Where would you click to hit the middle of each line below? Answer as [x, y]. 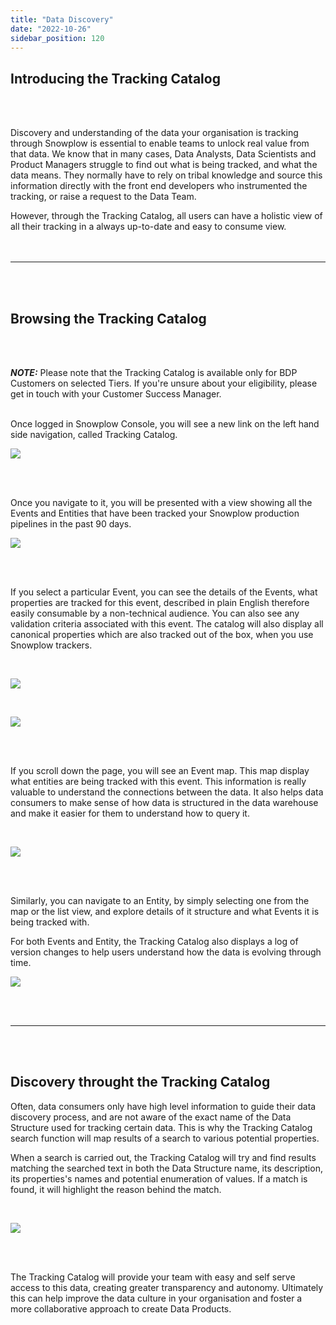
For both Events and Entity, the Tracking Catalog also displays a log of [154, 941]
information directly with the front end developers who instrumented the [159, 186]
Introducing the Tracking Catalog [115, 78]
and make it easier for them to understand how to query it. [130, 813]
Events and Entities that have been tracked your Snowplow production [155, 513]
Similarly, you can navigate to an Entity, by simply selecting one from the [160, 900]
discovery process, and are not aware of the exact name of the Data [151, 1117]
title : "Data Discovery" [62, 19]
